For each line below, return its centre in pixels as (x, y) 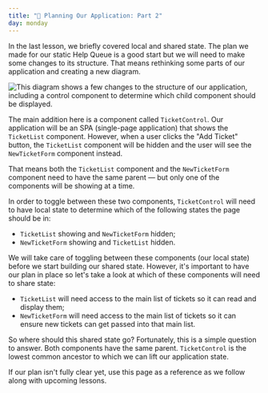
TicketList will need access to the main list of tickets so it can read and (138, 298)
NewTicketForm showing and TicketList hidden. (98, 242)
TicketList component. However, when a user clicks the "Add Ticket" (123, 136)
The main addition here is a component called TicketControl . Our (116, 119)
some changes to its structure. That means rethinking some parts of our (127, 63)
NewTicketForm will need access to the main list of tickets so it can (128, 316)
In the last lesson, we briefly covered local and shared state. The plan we (129, 46)
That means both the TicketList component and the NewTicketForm (119, 169)
